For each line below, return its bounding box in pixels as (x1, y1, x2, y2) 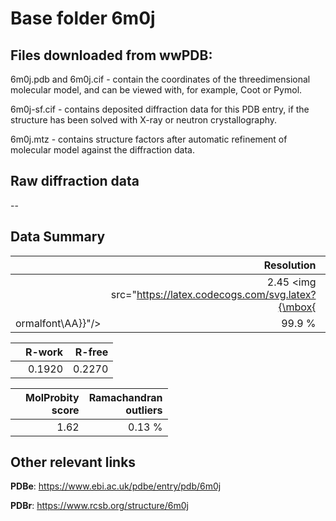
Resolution (263, 258, 317, 272)
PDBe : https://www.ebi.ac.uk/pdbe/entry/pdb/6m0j (10, 480, 222, 492)
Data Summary (10, 228, 106, 246)
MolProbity (25, 390, 80, 404)
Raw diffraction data (10, 173, 140, 190)
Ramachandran (88, 390, 163, 404)
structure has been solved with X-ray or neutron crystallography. (10, 114, 278, 126)
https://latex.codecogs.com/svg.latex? (136, 287, 317, 301)
